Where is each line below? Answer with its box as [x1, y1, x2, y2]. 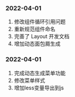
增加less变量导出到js [13, 84, 64, 91]
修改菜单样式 [13, 76, 45, 83]
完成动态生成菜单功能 [13, 69, 66, 76]
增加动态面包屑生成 [13, 40, 61, 48]
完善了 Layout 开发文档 [13, 33, 70, 40]
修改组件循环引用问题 [13, 18, 66, 25]
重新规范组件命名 [13, 25, 56, 33]
